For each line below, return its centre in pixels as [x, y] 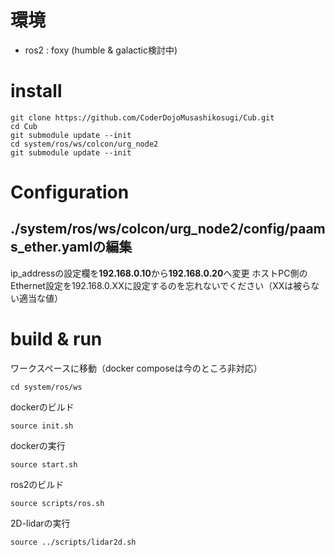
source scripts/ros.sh [57, 503]
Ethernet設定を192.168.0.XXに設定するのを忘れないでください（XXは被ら [161, 285]
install [36, 91]
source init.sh [42, 426]
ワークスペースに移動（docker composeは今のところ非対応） [136, 368]
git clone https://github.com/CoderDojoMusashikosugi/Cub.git [142, 117]
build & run [56, 339]
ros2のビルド [37, 484]
